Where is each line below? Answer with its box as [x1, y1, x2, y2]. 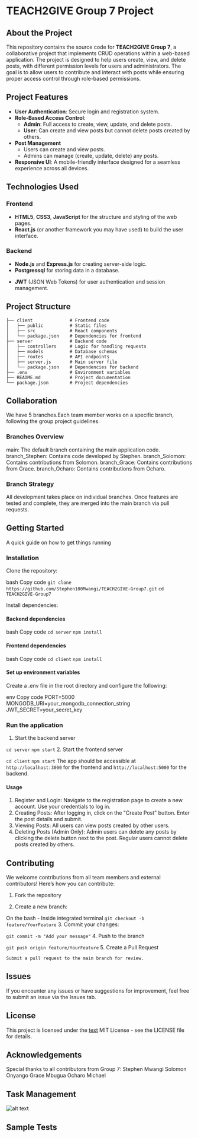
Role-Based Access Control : [14, 114, 86, 121]
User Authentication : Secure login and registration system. [14, 108, 160, 115]
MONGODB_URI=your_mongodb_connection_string [6, 700, 131, 707]
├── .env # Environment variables [6, 369, 131, 375]
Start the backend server [14, 735, 76, 742]
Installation [6, 554, 40, 562]
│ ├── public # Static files [6, 322, 108, 329]
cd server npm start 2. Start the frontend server [6, 746, 124, 753]
